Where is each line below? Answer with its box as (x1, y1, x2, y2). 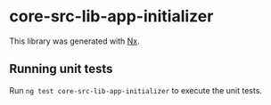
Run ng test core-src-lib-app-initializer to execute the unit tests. (9, 85, 263, 95)
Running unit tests (9, 61, 113, 77)
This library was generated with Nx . (9, 36, 140, 46)
